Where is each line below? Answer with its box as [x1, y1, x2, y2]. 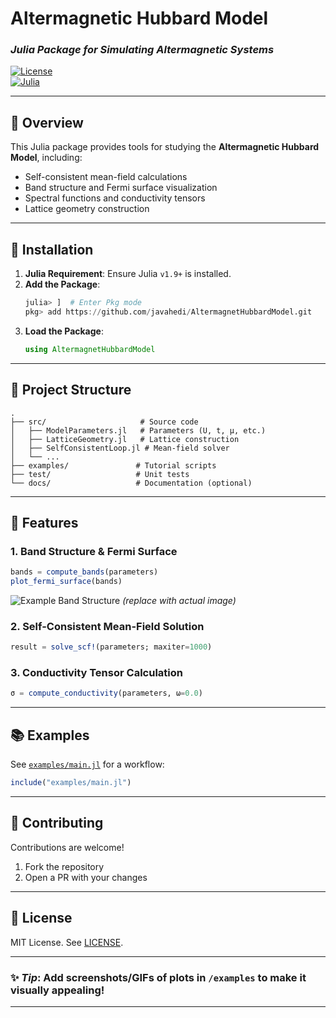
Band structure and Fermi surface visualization [24, 182, 218, 194]
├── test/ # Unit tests [10, 469, 190, 479]
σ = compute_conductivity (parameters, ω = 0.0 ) [10, 688, 203, 699]
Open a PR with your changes [24, 871, 148, 883]
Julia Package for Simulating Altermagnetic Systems [10, 43, 275, 57]
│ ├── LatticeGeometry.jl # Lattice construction [10, 434, 240, 444]
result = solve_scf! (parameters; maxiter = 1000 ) [10, 642, 213, 652]
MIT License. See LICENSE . [10, 936, 124, 948]
